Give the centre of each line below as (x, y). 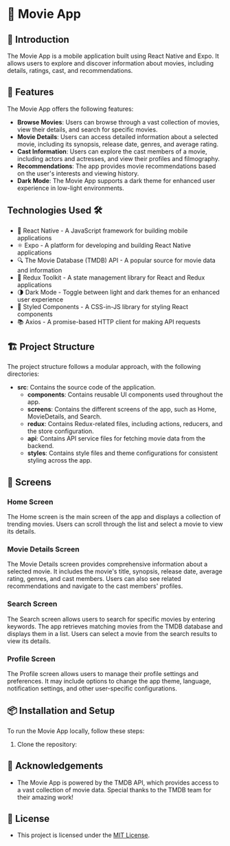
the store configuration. (60, 431)
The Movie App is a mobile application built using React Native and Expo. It (113, 56)
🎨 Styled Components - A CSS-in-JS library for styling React (103, 306)
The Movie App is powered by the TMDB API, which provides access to (118, 782)
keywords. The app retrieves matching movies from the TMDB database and (115, 626)
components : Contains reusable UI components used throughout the (125, 394)
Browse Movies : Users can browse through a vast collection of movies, (118, 122)
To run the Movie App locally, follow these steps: (76, 731)
